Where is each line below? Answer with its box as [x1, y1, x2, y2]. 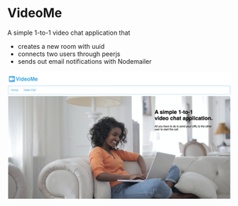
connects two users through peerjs [17, 50, 121, 58]
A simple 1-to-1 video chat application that [7, 28, 131, 37]
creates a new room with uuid [17, 42, 105, 50]
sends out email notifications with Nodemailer [17, 57, 152, 65]
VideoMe [7, 5, 63, 21]
